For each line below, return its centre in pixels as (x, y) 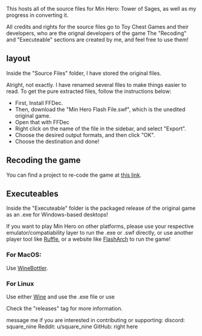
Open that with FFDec (42, 122)
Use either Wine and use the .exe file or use (61, 297)
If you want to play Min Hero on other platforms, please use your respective (100, 226)
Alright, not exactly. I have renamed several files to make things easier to (96, 84)
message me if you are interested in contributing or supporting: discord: (96, 320)
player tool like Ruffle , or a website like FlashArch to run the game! (88, 239)
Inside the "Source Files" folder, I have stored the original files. (84, 73)
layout (18, 59)
